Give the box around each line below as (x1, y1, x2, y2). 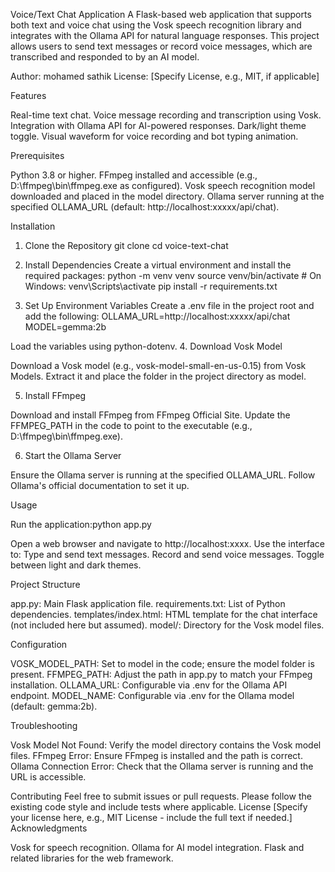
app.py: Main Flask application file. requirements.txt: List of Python (10, 598, 286, 609)
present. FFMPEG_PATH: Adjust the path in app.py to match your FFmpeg (10, 669, 313, 680)
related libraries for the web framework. (10, 852, 174, 864)
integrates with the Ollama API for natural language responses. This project (10, 30, 320, 41)
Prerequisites (10, 150, 65, 161)
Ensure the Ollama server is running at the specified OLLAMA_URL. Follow (10, 469, 316, 481)
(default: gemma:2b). (10, 700, 98, 712)
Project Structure (10, 579, 81, 590)
